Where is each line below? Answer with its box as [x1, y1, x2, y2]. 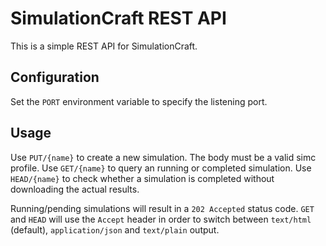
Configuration [10, 69, 100, 86]
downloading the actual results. [10, 183, 140, 195]
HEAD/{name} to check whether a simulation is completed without [10, 172, 275, 184]
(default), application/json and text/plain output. [10, 223, 220, 236]
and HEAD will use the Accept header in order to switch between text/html [10, 213, 312, 225]
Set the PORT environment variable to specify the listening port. [10, 95, 268, 107]
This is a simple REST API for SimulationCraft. [10, 40, 198, 52]
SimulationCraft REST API [10, 7, 227, 30]
